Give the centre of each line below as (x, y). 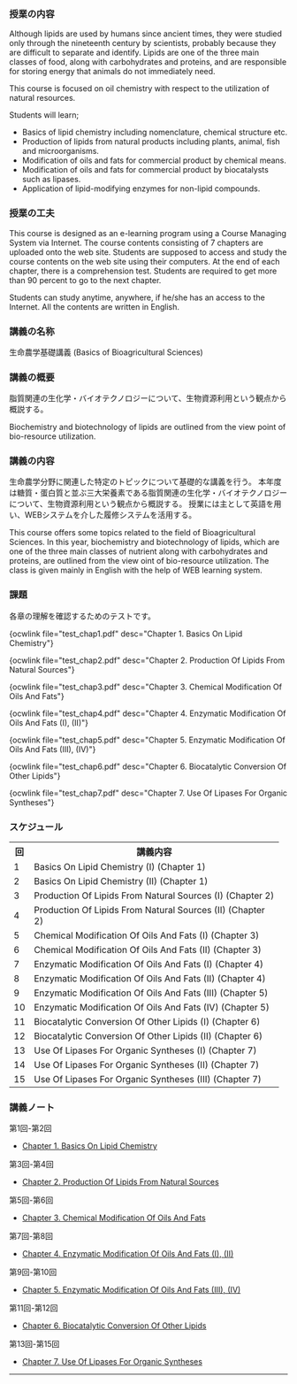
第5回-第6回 (31, 1200)
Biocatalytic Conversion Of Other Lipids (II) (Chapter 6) (148, 1036)
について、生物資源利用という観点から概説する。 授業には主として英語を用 (145, 504)
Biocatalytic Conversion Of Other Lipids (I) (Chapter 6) (147, 1022)
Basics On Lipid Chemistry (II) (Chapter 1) (121, 881)
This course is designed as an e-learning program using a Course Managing (148, 233)
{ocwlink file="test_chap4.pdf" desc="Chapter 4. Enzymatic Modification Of (148, 713)
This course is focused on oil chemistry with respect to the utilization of (139, 88)
